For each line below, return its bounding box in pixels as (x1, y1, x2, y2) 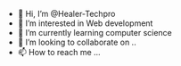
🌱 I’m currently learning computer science (17, 28, 172, 37)
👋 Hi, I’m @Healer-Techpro (17, 9, 116, 19)
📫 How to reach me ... (17, 47, 101, 57)
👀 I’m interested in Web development (17, 18, 153, 29)
